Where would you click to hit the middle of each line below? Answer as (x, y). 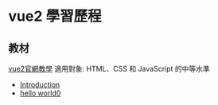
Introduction (40, 85)
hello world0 (40, 93)
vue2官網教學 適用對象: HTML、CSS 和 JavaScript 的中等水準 (109, 69)
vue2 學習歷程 (55, 16)
